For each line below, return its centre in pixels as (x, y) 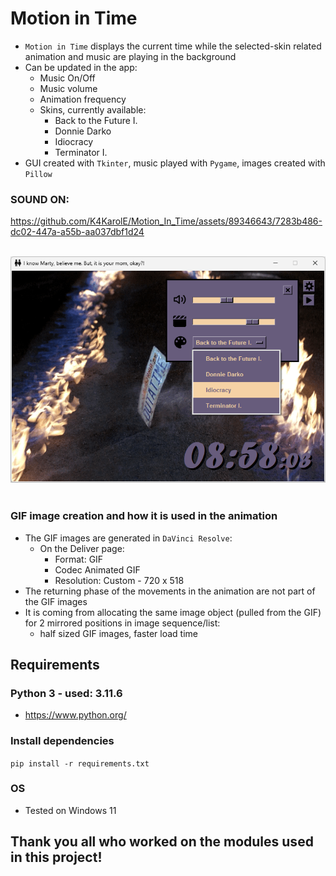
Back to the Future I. (96, 120)
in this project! (56, 857)
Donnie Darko (83, 131)
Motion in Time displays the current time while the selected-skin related (173, 46)
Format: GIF (79, 559)
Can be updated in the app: (81, 67)
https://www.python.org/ (75, 715)
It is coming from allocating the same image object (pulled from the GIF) (173, 612)
